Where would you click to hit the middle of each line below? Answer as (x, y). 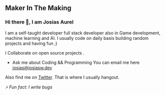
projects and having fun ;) (31, 43)
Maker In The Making (38, 8)
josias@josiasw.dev (32, 67)
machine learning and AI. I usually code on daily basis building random (77, 38)
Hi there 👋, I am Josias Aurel (40, 22)
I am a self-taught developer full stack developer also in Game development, (83, 33)
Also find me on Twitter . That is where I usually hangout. (62, 77)
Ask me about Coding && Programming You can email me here (76, 62)
